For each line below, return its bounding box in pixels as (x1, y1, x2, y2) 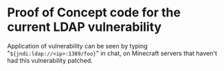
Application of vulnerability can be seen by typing (7, 42, 148, 50)
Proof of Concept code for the (7, 5, 181, 20)
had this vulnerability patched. (7, 56, 93, 64)
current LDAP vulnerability (7, 19, 162, 35)
